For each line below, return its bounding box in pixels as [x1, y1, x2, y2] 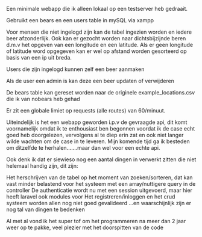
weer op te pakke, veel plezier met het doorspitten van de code [6, 224, 164, 231]
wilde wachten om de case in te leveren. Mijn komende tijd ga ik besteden [6, 138, 190, 145]
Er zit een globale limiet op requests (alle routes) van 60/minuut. [6, 107, 166, 114]
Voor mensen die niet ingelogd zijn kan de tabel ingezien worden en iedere [6, 28, 192, 35]
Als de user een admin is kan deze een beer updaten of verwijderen [6, 78, 175, 84]
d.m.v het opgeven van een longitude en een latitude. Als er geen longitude [6, 42, 194, 48]
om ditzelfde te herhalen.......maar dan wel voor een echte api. [6, 144, 160, 151]
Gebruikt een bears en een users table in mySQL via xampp [6, 17, 154, 23]
